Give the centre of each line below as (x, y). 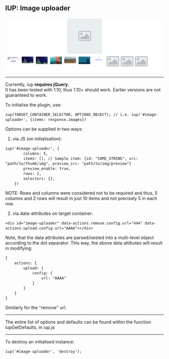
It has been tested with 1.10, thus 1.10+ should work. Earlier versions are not (83, 89)
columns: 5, (36, 153)
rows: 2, (32, 173)
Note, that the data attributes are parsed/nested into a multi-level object (80, 237)
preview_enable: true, (47, 168)
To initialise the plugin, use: (33, 104)
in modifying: (19, 248)
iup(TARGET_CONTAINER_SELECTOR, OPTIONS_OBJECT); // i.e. (67, 114)
